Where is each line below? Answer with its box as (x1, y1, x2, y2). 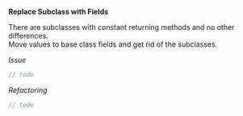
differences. (8, 31, 48, 40)
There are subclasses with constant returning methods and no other (8, 23, 235, 31)
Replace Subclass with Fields (8, 7, 109, 16)
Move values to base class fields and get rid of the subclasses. (8, 39, 218, 49)
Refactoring (8, 85, 48, 95)
